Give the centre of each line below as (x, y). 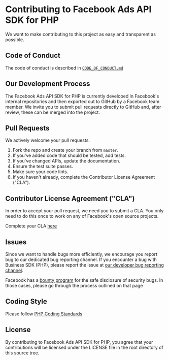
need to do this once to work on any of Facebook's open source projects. (82, 216)
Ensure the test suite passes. (43, 167)
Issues (16, 242)
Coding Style (26, 301)
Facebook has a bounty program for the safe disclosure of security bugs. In (84, 280)
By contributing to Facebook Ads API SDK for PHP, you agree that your (79, 342)
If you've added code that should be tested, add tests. (69, 155)
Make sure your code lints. (40, 172)
